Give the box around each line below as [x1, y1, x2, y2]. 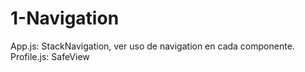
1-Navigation [10, 7, 120, 30]
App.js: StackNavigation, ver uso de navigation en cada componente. [10, 40, 295, 52]
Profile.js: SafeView [10, 50, 90, 62]
